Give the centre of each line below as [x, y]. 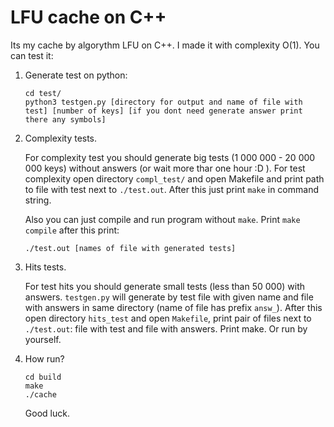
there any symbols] [65, 119]
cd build [43, 377]
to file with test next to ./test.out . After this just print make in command [171, 189]
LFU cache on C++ [88, 17]
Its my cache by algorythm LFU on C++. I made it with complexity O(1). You [165, 45]
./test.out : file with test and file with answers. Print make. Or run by [166, 328]
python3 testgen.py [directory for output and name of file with [163, 102]
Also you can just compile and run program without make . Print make [162, 219]
